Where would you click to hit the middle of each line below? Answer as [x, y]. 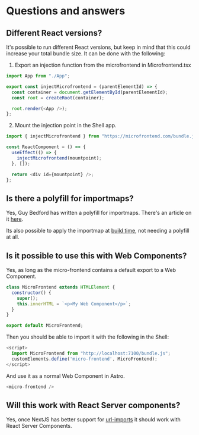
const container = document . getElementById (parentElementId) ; [90, 92]
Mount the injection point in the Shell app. [65, 126]
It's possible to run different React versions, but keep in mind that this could [98, 47]
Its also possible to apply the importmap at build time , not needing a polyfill [98, 231]
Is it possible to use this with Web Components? [97, 256]
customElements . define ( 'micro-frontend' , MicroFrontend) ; [85, 359]
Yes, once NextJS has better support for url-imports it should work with [93, 420]
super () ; [28, 298]
